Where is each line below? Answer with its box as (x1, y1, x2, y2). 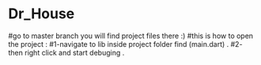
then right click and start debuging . (8, 48, 125, 57)
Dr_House (8, 5, 75, 23)
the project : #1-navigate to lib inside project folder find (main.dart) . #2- (8, 39, 243, 48)
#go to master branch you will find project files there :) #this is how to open (8, 31, 254, 40)
